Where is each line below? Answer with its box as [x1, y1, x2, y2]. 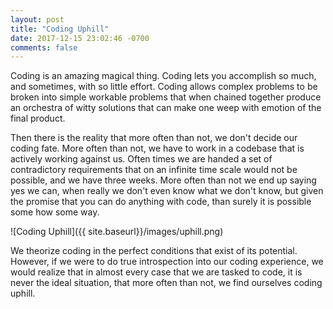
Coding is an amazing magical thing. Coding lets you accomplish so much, [10, 70, 317, 82]
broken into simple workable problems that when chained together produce [10, 91, 322, 103]
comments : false [10, 42, 78, 53]
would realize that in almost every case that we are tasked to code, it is [10, 266, 303, 278]
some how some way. [10, 206, 100, 218]
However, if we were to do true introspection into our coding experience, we [10, 256, 324, 268]
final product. [10, 112, 66, 125]
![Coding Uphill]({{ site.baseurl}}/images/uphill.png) [10, 226, 224, 238]
